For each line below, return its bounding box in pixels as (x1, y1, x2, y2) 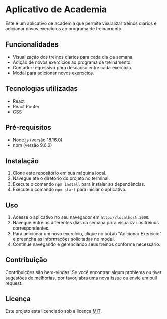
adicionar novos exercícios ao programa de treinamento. (5, 25, 123, 31)
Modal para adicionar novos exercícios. (12, 70, 94, 76)
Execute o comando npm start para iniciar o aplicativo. (12, 186, 127, 193)
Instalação (5, 157, 39, 165)
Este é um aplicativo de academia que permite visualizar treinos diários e (5, 20, 157, 26)
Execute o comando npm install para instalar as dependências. (12, 181, 145, 187)
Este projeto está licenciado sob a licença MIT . (5, 308, 102, 314)
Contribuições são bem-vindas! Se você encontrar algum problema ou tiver (5, 269, 162, 275)
